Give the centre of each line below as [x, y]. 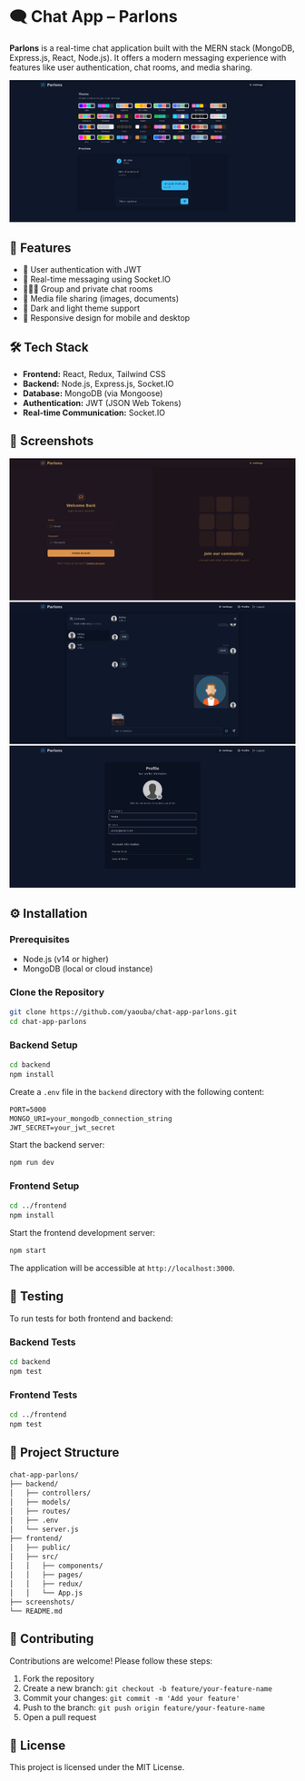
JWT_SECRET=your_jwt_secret [63, 1128]
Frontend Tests [44, 1395]
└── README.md [36, 1611]
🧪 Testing [37, 1296]
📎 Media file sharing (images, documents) [101, 299]
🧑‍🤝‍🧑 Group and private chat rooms [88, 289]
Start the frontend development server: [83, 1233]
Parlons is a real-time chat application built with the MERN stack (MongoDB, [152, 48]
